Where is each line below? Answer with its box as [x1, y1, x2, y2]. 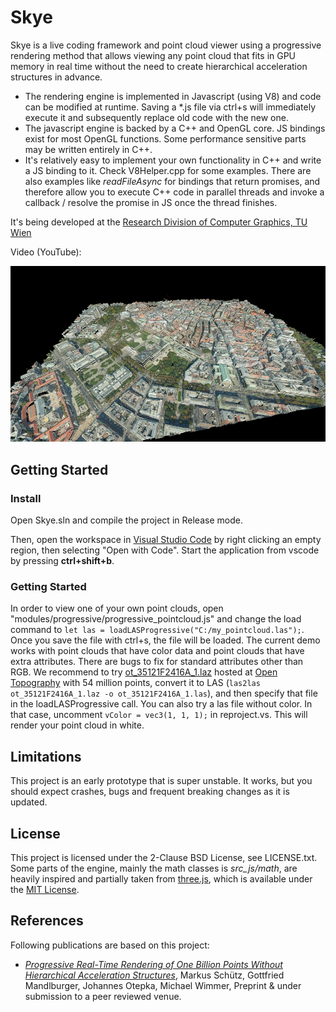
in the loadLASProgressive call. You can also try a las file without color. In [10, 698, 313, 710]
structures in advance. [10, 71, 103, 83]
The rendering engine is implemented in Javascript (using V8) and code [24, 90, 322, 102]
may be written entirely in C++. [24, 143, 153, 155]
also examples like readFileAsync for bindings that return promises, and [24, 175, 321, 187]
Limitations [10, 748, 82, 765]
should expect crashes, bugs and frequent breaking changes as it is [10, 786, 290, 798]
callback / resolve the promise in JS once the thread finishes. [24, 196, 278, 208]
